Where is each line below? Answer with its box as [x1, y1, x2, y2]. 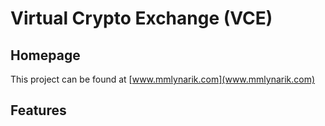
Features [10, 102, 67, 119]
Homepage [10, 47, 81, 64]
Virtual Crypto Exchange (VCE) [10, 7, 273, 30]
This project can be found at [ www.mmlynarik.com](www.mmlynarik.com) [10, 73, 316, 85]
